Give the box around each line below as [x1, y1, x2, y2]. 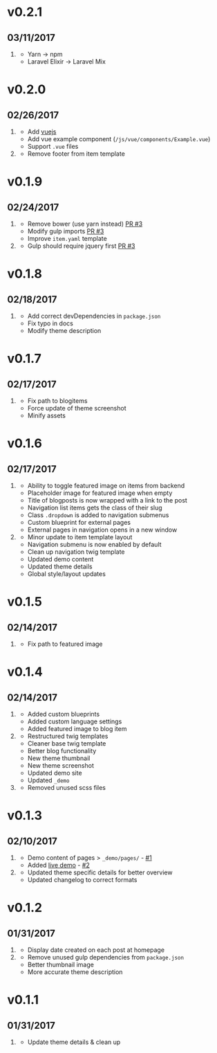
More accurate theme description [27, 968, 123, 976]
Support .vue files [27, 143, 79, 150]
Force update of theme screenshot [27, 404, 126, 412]
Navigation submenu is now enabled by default [27, 541, 162, 548]
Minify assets [27, 411, 66, 420]
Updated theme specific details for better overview [27, 868, 173, 876]
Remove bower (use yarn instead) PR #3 [27, 219, 143, 228]
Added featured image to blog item [27, 725, 127, 732]
